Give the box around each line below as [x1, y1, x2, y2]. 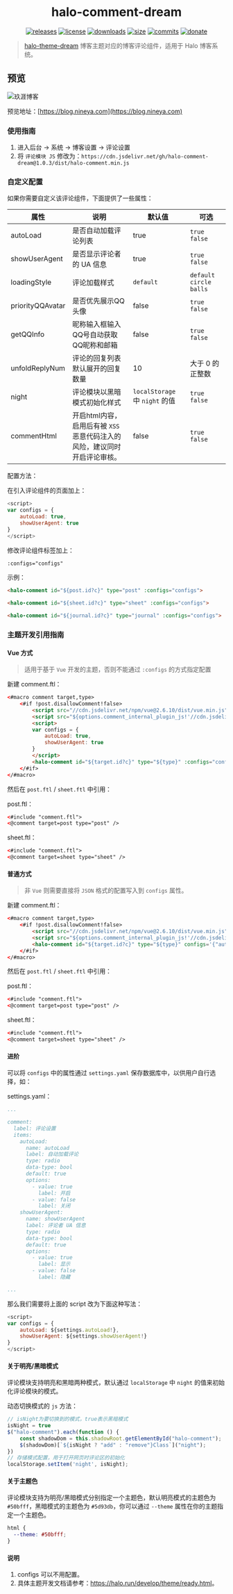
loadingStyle [10, 277, 52, 287]
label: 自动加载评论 [25, 1151, 79, 1158]
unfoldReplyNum [10, 363, 66, 373]
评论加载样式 [72, 278, 114, 288]
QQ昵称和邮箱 [72, 340, 118, 350]
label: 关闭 [37, 1203, 71, 1210]
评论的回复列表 [72, 354, 121, 363]
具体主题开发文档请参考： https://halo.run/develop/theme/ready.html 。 [17, 1579, 218, 1588]
